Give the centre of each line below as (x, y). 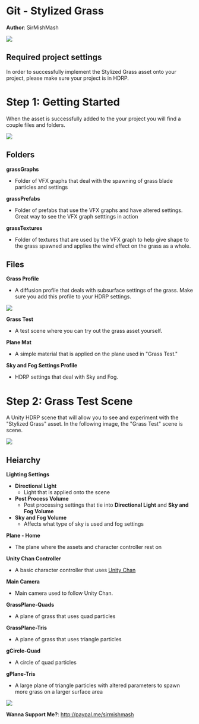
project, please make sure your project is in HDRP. (68, 78)
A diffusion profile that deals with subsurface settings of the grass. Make (104, 291)
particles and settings (41, 187)
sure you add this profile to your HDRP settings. (73, 297)
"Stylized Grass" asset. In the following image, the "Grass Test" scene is (94, 424)
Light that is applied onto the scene (67, 492)
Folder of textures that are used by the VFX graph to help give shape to (102, 239)
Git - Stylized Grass (55, 11)
